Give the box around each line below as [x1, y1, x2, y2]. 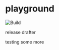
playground [5, 3, 54, 14]
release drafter [5, 29, 36, 35]
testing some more [5, 38, 44, 45]
